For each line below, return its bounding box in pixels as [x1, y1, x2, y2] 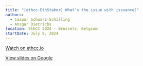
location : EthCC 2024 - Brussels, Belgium [5, 26, 98, 31]
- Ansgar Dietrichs [10, 21, 52, 27]
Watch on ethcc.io [5, 45, 44, 51]
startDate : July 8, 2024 [5, 31, 59, 36]
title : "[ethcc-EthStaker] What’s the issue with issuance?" [5, 7, 139, 13]
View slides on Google [5, 55, 53, 61]
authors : [5, 12, 24, 17]
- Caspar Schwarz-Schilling [10, 17, 70, 22]
